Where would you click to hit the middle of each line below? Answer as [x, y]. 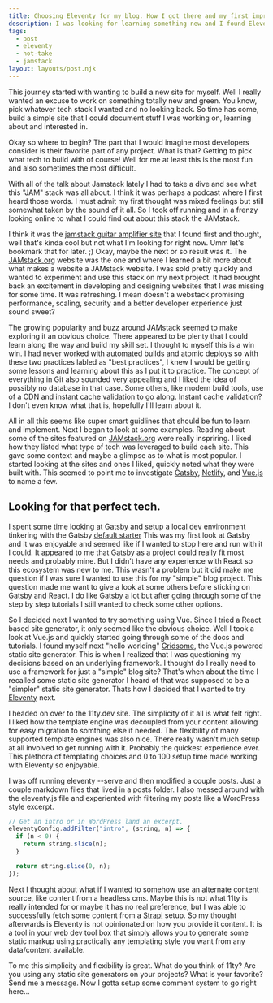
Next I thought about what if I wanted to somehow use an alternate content [134, 889]
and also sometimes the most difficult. [72, 168]
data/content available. [47, 949]
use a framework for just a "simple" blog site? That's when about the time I [133, 672]
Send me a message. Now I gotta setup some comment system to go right [132, 983]
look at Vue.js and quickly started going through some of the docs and [126, 637]
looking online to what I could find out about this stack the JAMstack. [124, 218]
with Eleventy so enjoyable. [54, 765]
